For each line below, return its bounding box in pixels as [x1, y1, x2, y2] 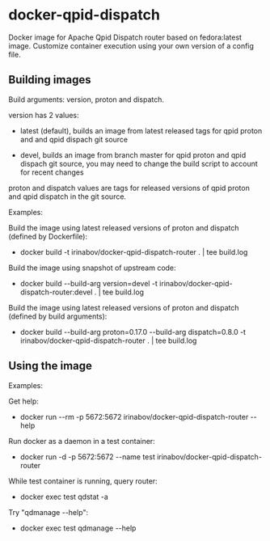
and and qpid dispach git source [19, 134, 129, 144]
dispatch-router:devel [19, 287, 93, 297]
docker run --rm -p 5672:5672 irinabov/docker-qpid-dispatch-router [19, 412, 249, 421]
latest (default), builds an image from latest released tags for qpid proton [19, 125, 263, 135]
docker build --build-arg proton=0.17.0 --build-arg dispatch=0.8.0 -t [19, 327, 247, 336]
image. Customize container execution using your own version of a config [8, 40, 255, 50]
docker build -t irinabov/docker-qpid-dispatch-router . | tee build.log [19, 247, 248, 256]
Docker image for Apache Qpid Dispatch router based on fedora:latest [8, 32, 243, 42]
